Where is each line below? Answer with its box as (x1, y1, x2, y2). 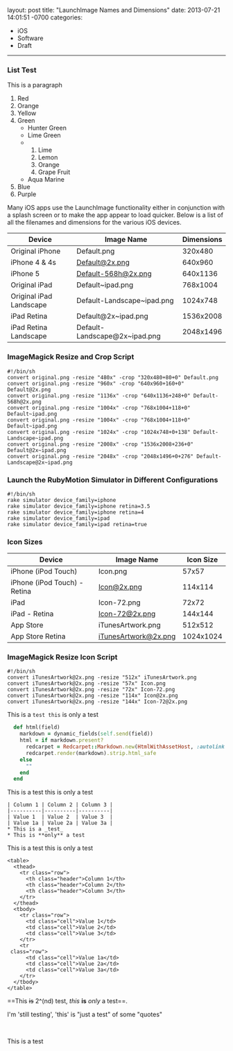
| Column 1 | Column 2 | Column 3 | (7, 801, 113, 808)
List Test (7, 65, 37, 75)
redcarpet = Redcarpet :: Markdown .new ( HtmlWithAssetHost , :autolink (25, 743, 225, 751)
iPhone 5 (10, 269, 40, 279)
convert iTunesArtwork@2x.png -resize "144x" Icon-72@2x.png (7, 698, 188, 706)
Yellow (17, 109, 37, 117)
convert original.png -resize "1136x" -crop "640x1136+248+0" (7, 392, 191, 399)
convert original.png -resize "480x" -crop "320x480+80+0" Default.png (7, 374, 218, 381)
